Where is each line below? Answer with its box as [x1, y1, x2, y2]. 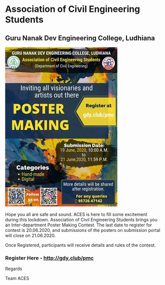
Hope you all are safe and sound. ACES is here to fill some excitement [5, 212, 148, 217]
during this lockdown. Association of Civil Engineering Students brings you [5, 217, 158, 222]
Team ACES [5, 276, 30, 282]
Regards [5, 266, 22, 272]
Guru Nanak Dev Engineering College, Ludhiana [5, 34, 155, 42]
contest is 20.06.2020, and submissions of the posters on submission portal [5, 227, 161, 233]
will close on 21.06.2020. [5, 232, 56, 238]
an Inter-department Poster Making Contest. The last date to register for [5, 222, 152, 228]
